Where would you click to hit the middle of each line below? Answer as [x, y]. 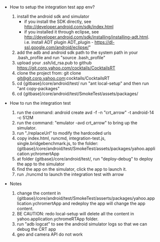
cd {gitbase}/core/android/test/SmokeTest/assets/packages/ [78, 94]
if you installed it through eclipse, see [62, 32]
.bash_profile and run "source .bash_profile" [61, 57]
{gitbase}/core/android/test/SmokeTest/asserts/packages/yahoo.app [86, 198]
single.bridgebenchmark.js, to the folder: [57, 143]
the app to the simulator [40, 164]
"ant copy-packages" [38, 89]
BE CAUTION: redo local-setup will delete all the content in [75, 214]
